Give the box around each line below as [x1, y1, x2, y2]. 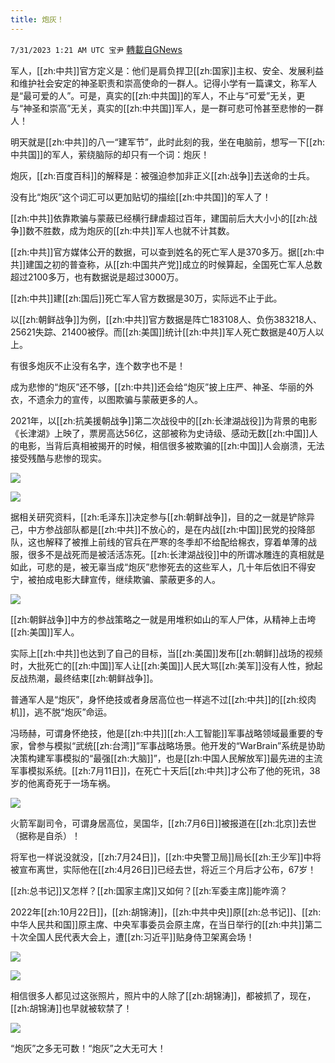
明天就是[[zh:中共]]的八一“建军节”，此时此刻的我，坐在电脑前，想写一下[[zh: [10, 136, 326, 148]
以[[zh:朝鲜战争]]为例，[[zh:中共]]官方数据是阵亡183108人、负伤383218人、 [10, 313, 322, 325]
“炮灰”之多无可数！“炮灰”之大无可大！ [10, 1042, 167, 1054]
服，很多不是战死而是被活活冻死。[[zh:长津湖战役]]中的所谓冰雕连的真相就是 [10, 548, 325, 560]
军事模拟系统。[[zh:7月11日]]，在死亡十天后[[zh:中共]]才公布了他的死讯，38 [10, 764, 321, 776]
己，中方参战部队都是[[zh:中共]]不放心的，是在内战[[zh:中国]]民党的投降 [10, 523, 307, 535]
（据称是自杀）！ [10, 829, 81, 841]
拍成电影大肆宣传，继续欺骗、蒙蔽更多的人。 [36, 573, 221, 585]
